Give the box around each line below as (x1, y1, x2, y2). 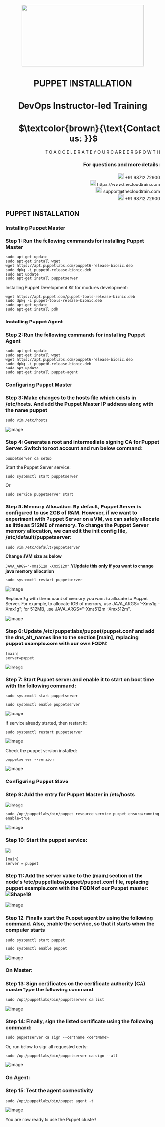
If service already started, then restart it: (5, 720, 87, 726)
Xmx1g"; (5, 606, 23, 612)
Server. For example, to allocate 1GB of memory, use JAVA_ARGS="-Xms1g (5, 601, 157, 607)
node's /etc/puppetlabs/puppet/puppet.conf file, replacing (5, 878, 149, 885)
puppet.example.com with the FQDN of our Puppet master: (5, 885, 149, 892)
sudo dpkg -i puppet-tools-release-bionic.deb (5, 299, 102, 303)
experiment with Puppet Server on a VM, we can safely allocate (5, 515, 160, 522)
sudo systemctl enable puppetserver (5, 702, 80, 707)
